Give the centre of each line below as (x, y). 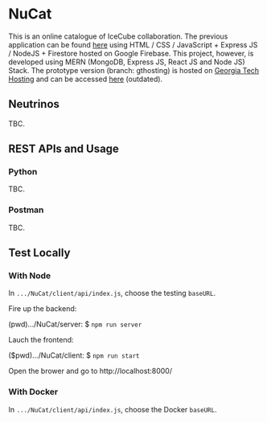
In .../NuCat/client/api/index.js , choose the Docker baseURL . (113, 409)
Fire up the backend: (43, 309)
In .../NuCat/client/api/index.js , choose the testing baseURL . (112, 293)
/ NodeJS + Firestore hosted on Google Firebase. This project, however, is (131, 53)
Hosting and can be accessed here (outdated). (86, 79)
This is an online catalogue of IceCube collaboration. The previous (118, 36)
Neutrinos (34, 104)
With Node (30, 276)
